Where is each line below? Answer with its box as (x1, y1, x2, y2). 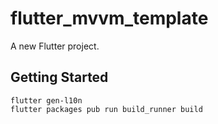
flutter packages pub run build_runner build (10, 104, 203, 114)
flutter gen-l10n (10, 95, 83, 106)
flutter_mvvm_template (10, 7, 209, 30)
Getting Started (10, 69, 109, 86)
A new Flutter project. (10, 40, 100, 52)
